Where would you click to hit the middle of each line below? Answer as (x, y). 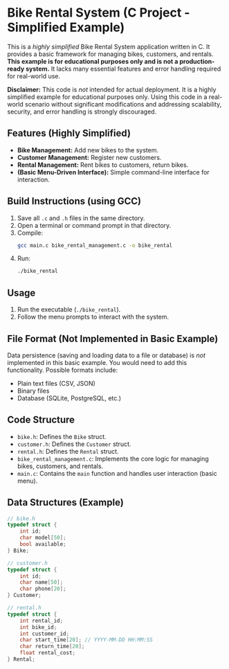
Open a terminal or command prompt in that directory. (94, 225)
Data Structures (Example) (66, 502)
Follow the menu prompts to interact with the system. (93, 317)
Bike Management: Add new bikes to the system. (88, 150)
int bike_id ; (38, 627)
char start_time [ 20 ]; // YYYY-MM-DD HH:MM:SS (86, 640)
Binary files (33, 391)
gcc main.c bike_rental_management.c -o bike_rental (95, 245)
